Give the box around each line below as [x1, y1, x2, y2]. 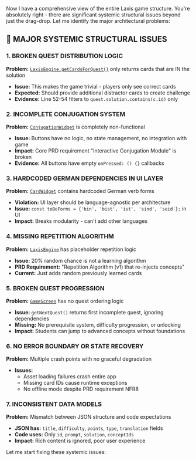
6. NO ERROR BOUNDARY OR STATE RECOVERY [6, 342, 144, 350]
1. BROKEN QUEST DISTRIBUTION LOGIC [6, 52, 123, 60]
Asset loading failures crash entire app [23, 373, 116, 380]
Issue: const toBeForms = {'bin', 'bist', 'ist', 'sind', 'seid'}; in [14, 205, 187, 212]
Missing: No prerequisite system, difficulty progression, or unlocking [14, 321, 181, 328]
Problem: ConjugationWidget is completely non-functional [6, 123, 145, 130]
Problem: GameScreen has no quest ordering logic [6, 297, 124, 304]
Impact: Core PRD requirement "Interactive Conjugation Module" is [14, 147, 177, 154]
